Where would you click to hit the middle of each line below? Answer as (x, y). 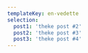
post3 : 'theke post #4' (47, 39)
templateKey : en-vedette (43, 13)
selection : (23, 20)
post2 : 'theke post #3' (47, 33)
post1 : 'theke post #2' (47, 26)
